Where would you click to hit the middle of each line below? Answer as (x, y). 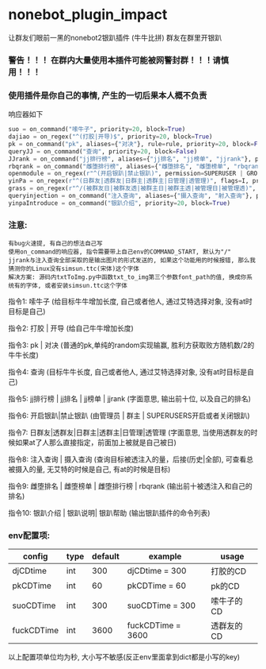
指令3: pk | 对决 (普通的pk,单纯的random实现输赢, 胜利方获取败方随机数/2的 (131, 345)
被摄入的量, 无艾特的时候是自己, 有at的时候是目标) (89, 470)
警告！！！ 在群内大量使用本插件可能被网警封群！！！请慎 (119, 60)
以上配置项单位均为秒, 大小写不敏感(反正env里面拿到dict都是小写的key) (124, 657)
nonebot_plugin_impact (88, 15)
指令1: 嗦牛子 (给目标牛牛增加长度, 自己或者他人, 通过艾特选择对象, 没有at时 (131, 302)
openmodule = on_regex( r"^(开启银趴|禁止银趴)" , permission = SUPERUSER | (126, 174)
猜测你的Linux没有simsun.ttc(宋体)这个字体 (74, 269)
